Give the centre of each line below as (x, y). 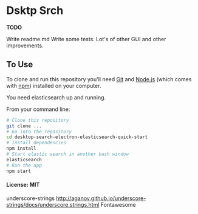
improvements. (25, 45)
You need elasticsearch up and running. (56, 97)
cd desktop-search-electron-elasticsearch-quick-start (77, 137)
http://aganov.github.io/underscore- (101, 198)
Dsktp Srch (35, 11)
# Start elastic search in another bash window (68, 154)
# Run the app (24, 165)
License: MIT (23, 185)
